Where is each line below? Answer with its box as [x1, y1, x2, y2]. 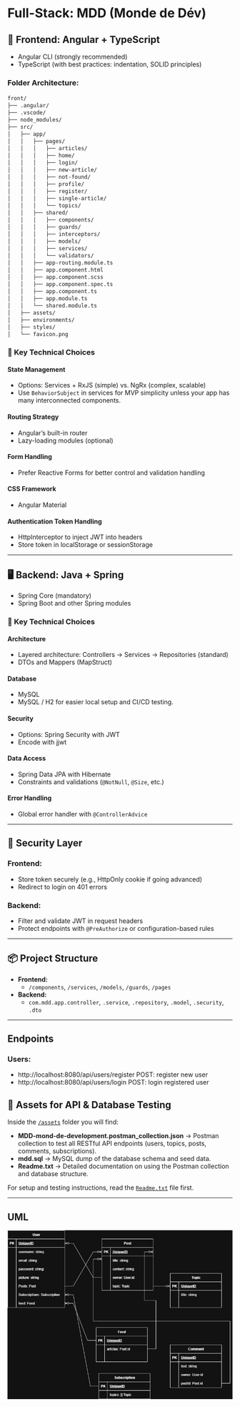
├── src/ [7, 124, 34, 131]
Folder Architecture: [7, 77, 79, 87]
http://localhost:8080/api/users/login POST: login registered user [17, 1078, 209, 1087]
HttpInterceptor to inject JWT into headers [17, 533, 143, 541]
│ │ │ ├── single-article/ [7, 195, 107, 202]
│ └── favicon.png [7, 331, 69, 338]
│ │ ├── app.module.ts [7, 295, 88, 302]
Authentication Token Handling [7, 517, 102, 525]
